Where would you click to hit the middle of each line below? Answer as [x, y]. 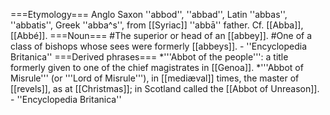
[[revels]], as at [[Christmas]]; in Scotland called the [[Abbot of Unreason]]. [165, 88]
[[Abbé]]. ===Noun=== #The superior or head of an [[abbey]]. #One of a [161, 35]
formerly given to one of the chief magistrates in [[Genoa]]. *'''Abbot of [157, 67]
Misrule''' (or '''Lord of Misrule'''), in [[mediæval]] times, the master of [155, 78]
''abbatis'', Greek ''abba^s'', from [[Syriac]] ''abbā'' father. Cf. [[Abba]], [157, 25]
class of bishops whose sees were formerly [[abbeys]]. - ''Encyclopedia [159, 46]
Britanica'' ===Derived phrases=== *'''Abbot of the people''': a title [149, 57]
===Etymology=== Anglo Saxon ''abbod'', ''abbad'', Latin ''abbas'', [149, 14]
